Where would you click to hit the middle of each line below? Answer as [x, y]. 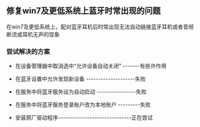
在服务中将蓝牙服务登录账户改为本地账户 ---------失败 [83, 105]
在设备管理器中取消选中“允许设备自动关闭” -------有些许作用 [91, 66]
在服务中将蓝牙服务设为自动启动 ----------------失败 [81, 92]
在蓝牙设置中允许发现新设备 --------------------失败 [80, 79]
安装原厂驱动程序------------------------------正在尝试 [84, 118]
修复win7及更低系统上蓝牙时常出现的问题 [84, 11]
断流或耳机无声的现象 [33, 34]
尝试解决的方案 [28, 52]
